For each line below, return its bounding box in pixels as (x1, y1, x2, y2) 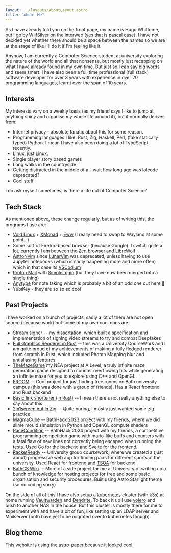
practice (12, 411, 31, 417)
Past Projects (5, 300, 48, 309)
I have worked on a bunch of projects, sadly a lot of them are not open (5, 314, 153, 320)
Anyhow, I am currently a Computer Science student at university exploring (5, 52, 163, 59)
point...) (12, 237, 30, 243)
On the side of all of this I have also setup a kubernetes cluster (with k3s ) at (5, 492, 164, 498)
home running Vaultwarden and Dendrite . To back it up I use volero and (5, 497, 156, 503)
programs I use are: (5, 222, 46, 228)
